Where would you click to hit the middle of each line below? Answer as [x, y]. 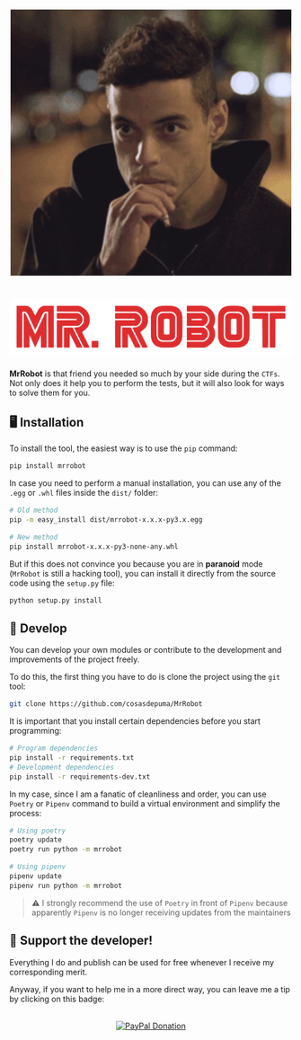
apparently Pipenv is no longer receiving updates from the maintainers [161, 912]
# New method [34, 537]
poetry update [36, 840]
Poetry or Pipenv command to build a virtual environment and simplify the [145, 803]
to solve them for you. [50, 393]
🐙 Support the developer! [81, 941]
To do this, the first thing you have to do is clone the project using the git [145, 677]
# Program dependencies [54, 749]
